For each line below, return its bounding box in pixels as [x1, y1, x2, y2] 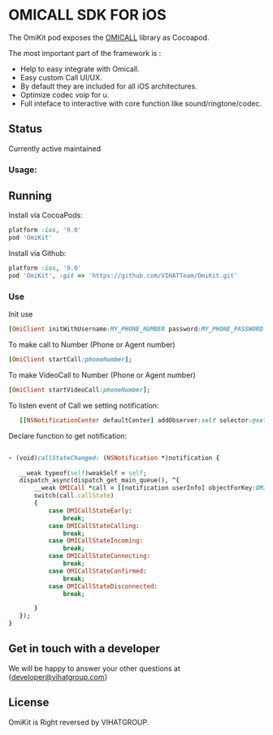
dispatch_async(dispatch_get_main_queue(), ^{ [19, 477, 180, 485]
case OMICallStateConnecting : [48, 552, 151, 560]
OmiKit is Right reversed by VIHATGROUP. [8, 717, 149, 727]
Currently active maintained [8, 144, 102, 153]
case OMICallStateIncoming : [48, 537, 144, 545]
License [8, 696, 50, 710]
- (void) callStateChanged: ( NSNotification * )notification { [8, 453, 220, 462]
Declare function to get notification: [8, 430, 128, 440]
